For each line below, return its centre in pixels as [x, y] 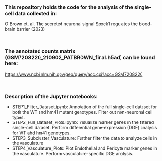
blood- [145, 24]
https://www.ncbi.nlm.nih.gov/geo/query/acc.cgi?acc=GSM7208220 [74, 74]
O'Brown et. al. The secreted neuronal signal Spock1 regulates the [71, 24]
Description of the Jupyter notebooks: [51, 96]
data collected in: [36, 13]
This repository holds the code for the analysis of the [69, 7]
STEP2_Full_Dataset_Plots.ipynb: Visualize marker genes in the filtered [83, 122]
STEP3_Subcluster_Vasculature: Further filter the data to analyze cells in [84, 138]
